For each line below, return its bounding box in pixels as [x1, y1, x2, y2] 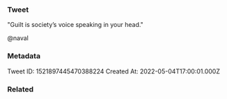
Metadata [7, 51, 40, 61]
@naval [7, 34, 29, 42]
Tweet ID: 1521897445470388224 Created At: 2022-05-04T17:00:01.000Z [7, 67, 221, 75]
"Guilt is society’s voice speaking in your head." [7, 21, 144, 29]
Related [7, 84, 34, 94]
